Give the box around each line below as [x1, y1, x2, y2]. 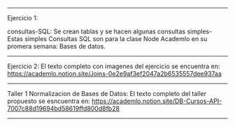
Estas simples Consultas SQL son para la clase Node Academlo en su [7, 35, 208, 42]
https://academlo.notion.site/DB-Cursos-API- [92, 97, 222, 105]
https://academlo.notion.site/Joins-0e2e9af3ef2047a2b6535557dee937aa [7, 70, 222, 77]
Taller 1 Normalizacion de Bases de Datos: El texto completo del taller [7, 90, 207, 97]
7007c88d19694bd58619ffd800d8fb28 [7, 104, 120, 112]
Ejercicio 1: [7, 14, 38, 22]
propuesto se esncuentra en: [7, 97, 91, 105]
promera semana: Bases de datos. [7, 42, 106, 50]
